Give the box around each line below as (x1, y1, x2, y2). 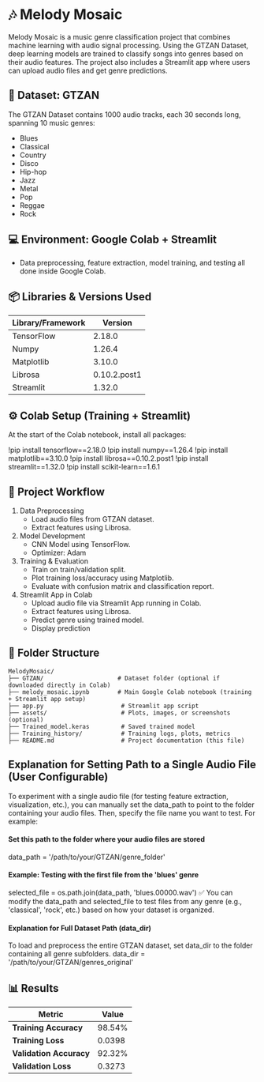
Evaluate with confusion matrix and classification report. (31, 582, 214, 590)
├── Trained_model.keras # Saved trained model (8, 722, 195, 730)
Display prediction (31, 624, 91, 633)
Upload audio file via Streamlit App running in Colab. (31, 598, 202, 608)
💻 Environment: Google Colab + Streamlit (8, 233, 218, 247)
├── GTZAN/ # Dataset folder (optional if (8, 674, 221, 682)
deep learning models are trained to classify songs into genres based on (8, 49, 244, 58)
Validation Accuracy (12, 1048, 91, 1059)
